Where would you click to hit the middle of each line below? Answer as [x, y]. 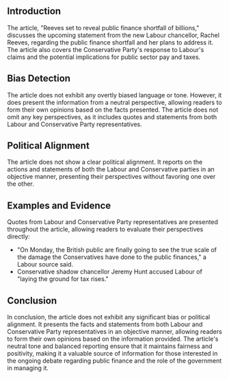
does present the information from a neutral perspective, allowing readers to [114, 102]
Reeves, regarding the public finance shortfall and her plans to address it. [110, 42]
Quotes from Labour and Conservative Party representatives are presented [113, 222]
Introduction [34, 11]
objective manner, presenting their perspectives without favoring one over [111, 177]
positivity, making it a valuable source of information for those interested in [112, 354]
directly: [19, 236]
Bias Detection [39, 78]
